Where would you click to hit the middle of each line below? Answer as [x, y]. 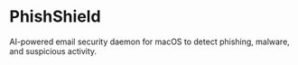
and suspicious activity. [53, 51]
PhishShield [55, 17]
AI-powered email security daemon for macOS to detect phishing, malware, [150, 42]
